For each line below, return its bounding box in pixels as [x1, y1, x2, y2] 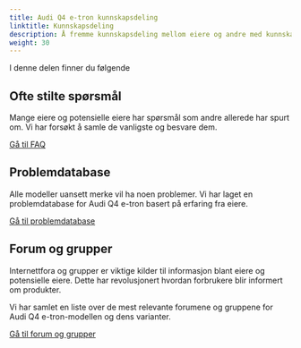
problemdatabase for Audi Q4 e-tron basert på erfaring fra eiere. [9, 198, 249, 208]
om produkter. [9, 284, 62, 295]
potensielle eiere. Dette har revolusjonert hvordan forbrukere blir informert [9, 275, 284, 285]
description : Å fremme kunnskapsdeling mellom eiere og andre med [9, 30, 262, 38]
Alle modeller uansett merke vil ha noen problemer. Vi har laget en [9, 189, 254, 199]
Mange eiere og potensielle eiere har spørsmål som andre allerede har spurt [9, 113, 289, 123]
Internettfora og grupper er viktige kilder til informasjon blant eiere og [9, 265, 266, 276]
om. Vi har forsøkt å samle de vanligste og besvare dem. [9, 122, 218, 132]
